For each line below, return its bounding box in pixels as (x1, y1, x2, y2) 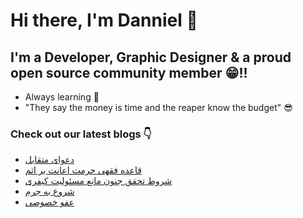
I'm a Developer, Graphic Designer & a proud (10, 49, 292, 66)
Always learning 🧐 (24, 91, 100, 103)
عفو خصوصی (24, 196, 75, 208)
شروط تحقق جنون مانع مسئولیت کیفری (24, 175, 173, 187)
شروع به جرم (24, 185, 75, 198)
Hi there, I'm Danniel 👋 (10, 9, 198, 32)
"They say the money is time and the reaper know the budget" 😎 (24, 102, 293, 113)
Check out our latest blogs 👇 (10, 127, 152, 141)
